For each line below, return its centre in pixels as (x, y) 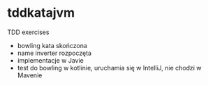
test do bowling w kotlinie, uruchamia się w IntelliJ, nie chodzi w (109, 68)
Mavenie (30, 75)
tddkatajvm (41, 13)
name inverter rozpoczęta (54, 53)
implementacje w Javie (50, 60)
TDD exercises (28, 32)
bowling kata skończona (52, 45)
